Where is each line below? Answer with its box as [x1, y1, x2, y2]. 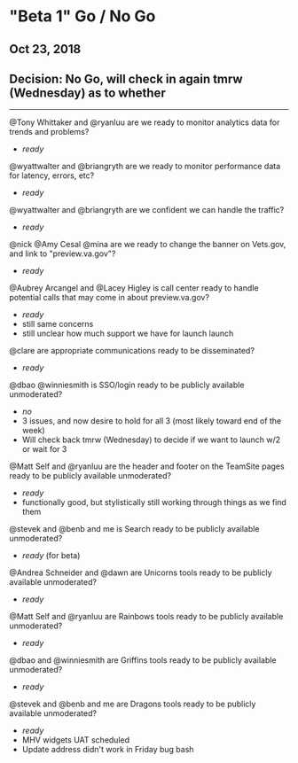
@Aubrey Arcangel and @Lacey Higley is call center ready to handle [9, 283, 259, 293]
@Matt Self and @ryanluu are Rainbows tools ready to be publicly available [9, 611, 284, 622]
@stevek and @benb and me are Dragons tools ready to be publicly [9, 698, 256, 710]
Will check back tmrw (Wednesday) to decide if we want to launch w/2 [21, 434, 281, 445]
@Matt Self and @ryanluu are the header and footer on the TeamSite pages [9, 461, 286, 471]
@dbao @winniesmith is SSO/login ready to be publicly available [9, 379, 245, 391]
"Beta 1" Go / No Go [9, 6, 156, 27]
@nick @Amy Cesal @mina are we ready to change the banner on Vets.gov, [9, 239, 286, 250]
